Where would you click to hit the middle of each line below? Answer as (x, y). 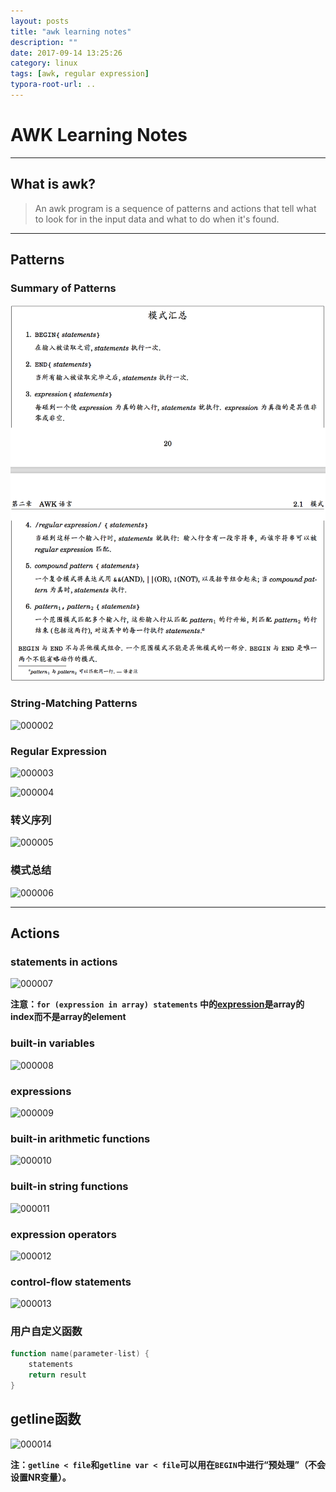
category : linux (44, 63)
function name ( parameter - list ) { (80, 1354)
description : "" (44, 42)
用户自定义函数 (46, 1332)
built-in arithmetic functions (80, 1138)
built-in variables (52, 1043)
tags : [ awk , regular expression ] (80, 74)
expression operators (63, 1234)
